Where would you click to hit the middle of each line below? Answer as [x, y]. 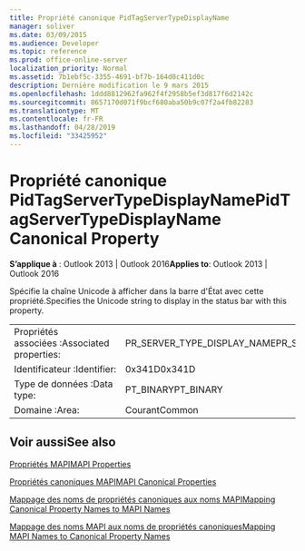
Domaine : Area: [47, 409]
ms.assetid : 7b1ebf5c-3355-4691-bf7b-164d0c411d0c [107, 77]
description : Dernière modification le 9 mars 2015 [109, 85]
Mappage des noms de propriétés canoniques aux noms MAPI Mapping [143, 499]
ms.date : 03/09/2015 [49, 34]
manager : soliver [42, 26]
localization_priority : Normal [69, 69]
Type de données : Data [64, 384]
